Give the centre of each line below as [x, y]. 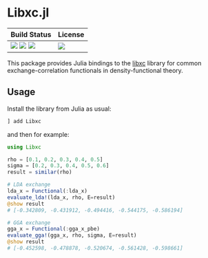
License [71, 34]
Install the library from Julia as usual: [59, 109]
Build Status [31, 34]
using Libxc [24, 147]
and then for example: [39, 134]
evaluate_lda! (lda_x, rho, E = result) [61, 197]
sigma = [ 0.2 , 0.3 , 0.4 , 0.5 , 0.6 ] [58, 166]
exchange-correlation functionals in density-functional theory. [95, 70]
